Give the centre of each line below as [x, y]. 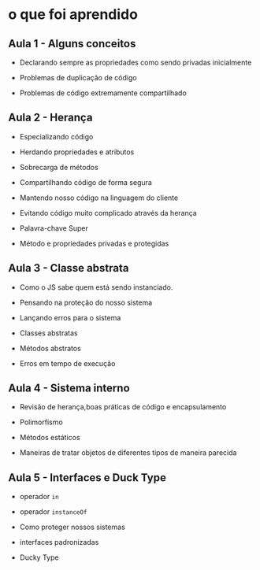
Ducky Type [39, 557]
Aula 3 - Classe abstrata [69, 268]
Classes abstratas [48, 333]
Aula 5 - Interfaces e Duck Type [87, 477]
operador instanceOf [53, 512]
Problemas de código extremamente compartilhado [103, 93]
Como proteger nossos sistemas [72, 527]
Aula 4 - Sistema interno [69, 389]
